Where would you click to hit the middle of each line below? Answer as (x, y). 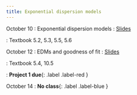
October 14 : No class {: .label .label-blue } (57, 86)
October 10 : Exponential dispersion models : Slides (68, 28)
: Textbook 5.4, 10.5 (30, 63)
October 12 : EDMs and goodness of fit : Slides (63, 52)
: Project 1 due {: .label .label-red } (47, 74)
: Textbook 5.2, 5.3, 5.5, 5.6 (39, 40)
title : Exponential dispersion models (54, 12)
